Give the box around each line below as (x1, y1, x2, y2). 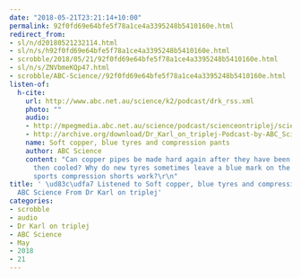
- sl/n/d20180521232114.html (9, 38, 118, 48)
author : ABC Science (25, 146, 102, 155)
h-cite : (17, 88, 47, 97)
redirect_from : (9, 30, 66, 39)
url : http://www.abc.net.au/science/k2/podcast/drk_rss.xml (25, 96, 254, 106)
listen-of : (9, 80, 50, 89)
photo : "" (25, 105, 63, 114)
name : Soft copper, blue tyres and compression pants (25, 138, 230, 147)
